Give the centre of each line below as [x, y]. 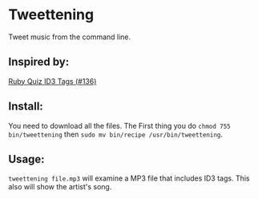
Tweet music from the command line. [70, 37]
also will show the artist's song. [60, 187]
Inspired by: [39, 62]
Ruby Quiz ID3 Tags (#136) [52, 81]
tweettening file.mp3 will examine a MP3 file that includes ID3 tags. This [129, 178]
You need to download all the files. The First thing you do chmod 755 [119, 125]
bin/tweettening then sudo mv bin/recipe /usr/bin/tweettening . [115, 134]
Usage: [27, 159]
